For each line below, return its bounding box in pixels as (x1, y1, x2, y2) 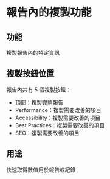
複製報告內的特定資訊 (6, 49, 60, 56)
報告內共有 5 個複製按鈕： (6, 86, 72, 93)
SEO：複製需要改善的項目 (15, 129, 80, 136)
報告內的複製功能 (6, 5, 92, 19)
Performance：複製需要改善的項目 (15, 106, 101, 113)
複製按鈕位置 (6, 68, 55, 79)
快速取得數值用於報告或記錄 (6, 166, 76, 174)
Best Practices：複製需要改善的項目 (15, 121, 105, 128)
